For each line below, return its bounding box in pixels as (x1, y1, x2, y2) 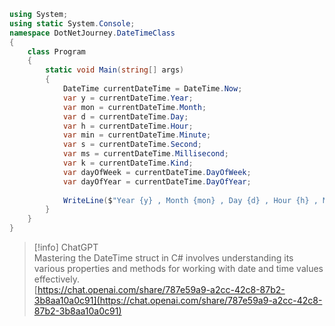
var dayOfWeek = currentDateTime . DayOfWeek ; (62, 167, 252, 177)
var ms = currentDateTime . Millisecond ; (62, 149, 229, 159)
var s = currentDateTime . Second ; (62, 140, 202, 150)
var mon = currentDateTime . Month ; (62, 102, 207, 112)
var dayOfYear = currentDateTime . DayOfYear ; (62, 176, 252, 187)
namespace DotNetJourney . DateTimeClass (9, 28, 176, 38)
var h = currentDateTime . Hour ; (62, 121, 194, 131)
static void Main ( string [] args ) (45, 65, 185, 75)
